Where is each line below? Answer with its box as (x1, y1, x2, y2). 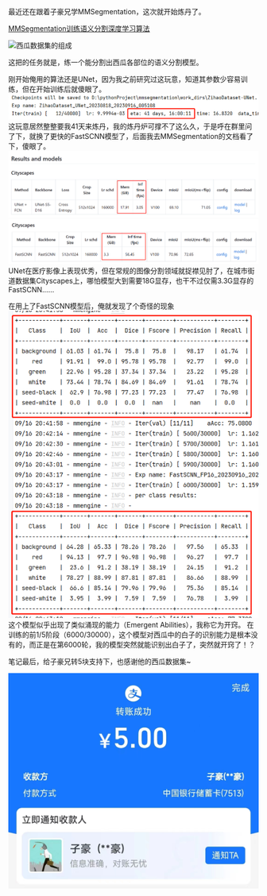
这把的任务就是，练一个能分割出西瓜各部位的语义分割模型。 (8, 58, 203, 67)
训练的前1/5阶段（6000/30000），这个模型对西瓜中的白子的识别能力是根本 (8, 630, 252, 639)
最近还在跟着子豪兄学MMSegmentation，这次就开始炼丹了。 (8, 7, 206, 16)
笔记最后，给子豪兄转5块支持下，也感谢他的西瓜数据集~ (8, 656, 192, 666)
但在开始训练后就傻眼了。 (21, 84, 106, 94)
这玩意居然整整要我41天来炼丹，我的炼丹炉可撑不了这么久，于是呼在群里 (8, 122, 246, 131)
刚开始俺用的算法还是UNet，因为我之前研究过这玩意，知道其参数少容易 (8, 75, 241, 83)
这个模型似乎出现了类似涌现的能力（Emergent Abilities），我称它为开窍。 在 (8, 620, 254, 629)
